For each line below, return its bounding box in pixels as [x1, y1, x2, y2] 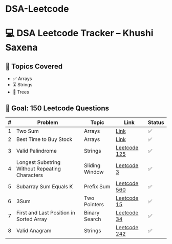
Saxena [5, 42, 38, 54]
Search [83, 215, 101, 223]
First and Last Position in [16, 209, 76, 216]
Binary [83, 209, 100, 216]
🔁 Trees [12, 89, 29, 95]
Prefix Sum [83, 183, 111, 190]
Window [83, 168, 104, 175]
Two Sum [16, 128, 39, 134]
